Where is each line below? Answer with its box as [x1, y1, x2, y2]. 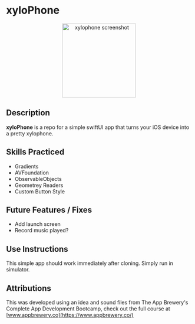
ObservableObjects [14, 175, 62, 182]
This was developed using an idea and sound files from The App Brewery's [6, 299, 189, 306]
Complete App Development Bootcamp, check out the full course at [6, 305, 171, 312]
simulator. [6, 266, 30, 273]
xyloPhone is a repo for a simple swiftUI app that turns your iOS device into [6, 124, 190, 131]
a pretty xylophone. [6, 129, 54, 137]
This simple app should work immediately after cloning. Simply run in [6, 260, 174, 267]
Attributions [6, 283, 52, 293]
